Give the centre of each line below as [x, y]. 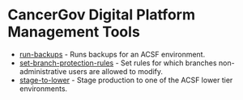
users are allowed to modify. [116, 71]
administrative [43, 71]
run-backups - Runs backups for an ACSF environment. [112, 54]
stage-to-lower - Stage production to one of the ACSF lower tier [126, 80]
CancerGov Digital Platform [102, 15]
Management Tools [74, 32]
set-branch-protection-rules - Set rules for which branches [118, 63]
